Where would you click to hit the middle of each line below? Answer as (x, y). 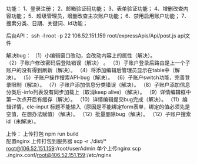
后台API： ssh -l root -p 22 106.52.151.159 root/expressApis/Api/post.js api (96, 36)
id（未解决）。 (23, 121)
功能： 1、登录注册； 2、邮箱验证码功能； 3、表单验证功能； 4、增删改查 (95, 8)
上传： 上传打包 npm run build (42, 134)
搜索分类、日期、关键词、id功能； (47, 23)
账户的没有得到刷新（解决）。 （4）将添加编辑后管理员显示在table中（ (91, 70)
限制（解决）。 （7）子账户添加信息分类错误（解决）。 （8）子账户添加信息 (101, 85)
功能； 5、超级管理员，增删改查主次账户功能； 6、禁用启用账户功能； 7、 (100, 16)
